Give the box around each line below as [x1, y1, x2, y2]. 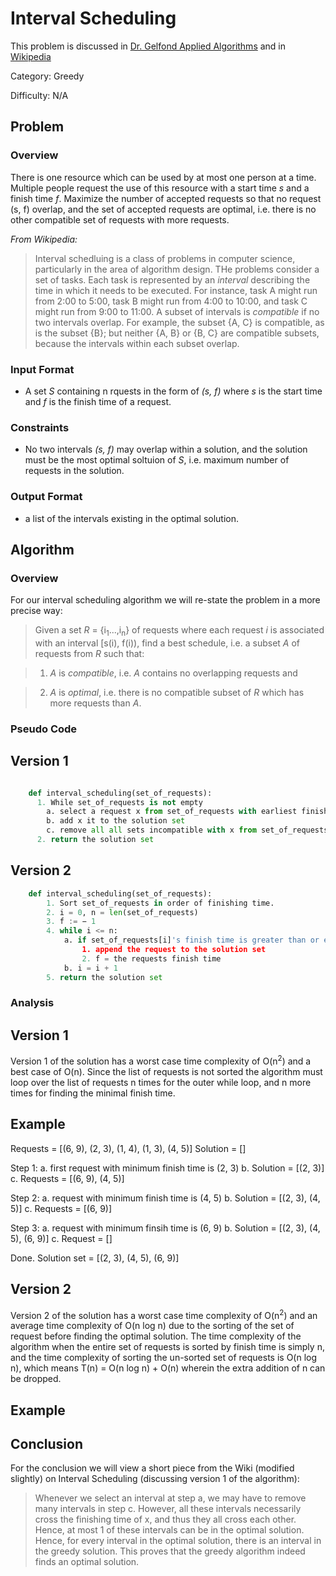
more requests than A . [49, 697, 142, 709]
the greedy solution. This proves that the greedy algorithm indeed [34, 1545, 306, 1557]
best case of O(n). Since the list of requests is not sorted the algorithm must [10, 1065, 323, 1077]
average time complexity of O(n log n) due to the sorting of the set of [10, 1320, 295, 1332]
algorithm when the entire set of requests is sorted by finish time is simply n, [10, 1341, 325, 1353]
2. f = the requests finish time [81, 953, 222, 964]
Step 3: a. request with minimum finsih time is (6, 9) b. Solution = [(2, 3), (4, [10, 1222, 321, 1234]
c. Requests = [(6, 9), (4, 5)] [10, 1172, 125, 1184]
